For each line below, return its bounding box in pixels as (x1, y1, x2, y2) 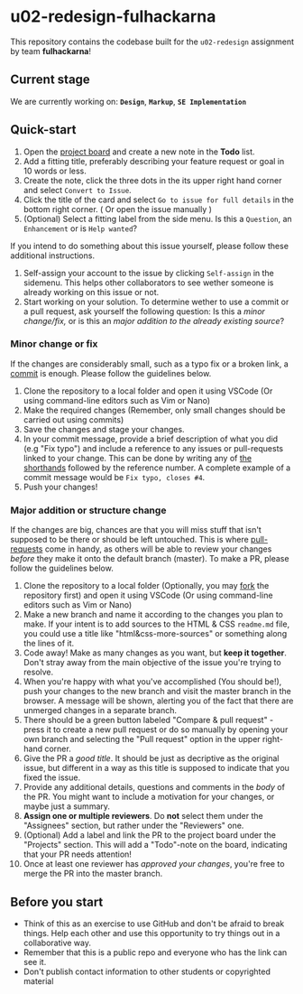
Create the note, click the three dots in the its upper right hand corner (23, 174, 282, 186)
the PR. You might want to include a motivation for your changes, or (23, 792, 275, 803)
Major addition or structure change (10, 504, 167, 516)
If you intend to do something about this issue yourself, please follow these (10, 240, 289, 251)
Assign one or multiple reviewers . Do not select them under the (23, 811, 264, 822)
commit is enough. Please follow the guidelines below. (10, 367, 212, 378)
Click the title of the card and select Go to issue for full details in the (23, 194, 294, 205)
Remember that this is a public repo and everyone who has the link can (23, 946, 288, 958)
